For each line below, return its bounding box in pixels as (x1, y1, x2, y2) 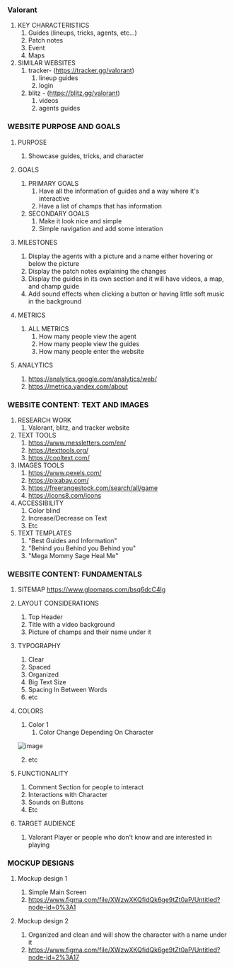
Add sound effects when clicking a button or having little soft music (28, 289, 225, 298)
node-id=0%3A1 (28, 903, 76, 912)
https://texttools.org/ (28, 445, 89, 455)
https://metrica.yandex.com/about (28, 382, 129, 391)
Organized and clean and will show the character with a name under (28, 930, 227, 939)
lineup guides (38, 74, 78, 82)
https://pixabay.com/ (28, 476, 89, 484)
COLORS (17, 707, 44, 716)
